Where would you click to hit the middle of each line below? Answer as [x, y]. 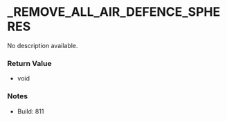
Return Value [29, 63]
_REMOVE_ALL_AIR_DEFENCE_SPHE [114, 12]
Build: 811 [30, 111]
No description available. [43, 45]
